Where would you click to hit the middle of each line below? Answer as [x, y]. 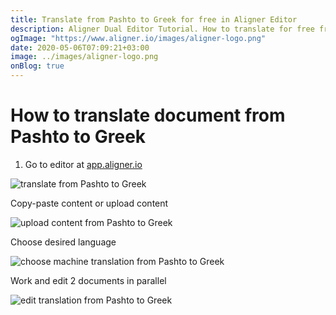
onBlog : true [37, 66]
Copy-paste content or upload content [89, 203]
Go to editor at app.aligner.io [83, 164]
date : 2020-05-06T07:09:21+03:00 [80, 47]
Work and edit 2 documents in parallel [88, 280]
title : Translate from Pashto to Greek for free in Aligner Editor [154, 19]
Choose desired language [63, 242]
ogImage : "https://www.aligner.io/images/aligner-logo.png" [138, 38]
